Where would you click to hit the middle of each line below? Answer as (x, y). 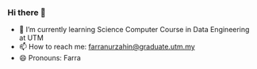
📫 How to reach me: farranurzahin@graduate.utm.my (107, 47)
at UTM (31, 38)
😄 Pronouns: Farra (50, 58)
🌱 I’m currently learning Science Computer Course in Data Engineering (134, 30)
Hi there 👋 (27, 13)
